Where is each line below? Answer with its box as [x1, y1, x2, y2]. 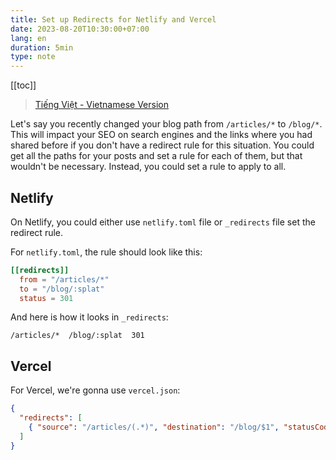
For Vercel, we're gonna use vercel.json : [10, 384, 181, 396]
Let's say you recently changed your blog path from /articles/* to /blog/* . [10, 118, 323, 130]
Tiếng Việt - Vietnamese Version [34, 99, 169, 111]
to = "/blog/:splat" [19, 284, 105, 294]
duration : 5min [10, 42, 74, 53]
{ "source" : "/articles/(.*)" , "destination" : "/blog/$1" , [28, 422, 280, 432]
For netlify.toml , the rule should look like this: [10, 246, 203, 258]
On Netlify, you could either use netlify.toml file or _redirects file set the [10, 216, 316, 228]
